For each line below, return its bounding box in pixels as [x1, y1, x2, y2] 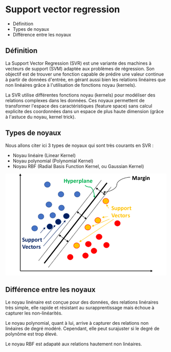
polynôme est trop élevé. [5, 330, 58, 337]
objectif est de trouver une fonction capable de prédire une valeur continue [5, 71, 164, 77]
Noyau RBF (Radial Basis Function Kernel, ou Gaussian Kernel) [12, 163, 144, 169]
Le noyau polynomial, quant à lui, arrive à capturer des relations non [5, 320, 149, 326]
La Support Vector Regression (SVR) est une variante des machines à [5, 60, 152, 66]
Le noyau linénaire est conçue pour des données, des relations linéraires [5, 299, 159, 305]
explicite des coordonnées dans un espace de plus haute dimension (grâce [5, 108, 164, 114]
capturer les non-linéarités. [5, 310, 63, 316]
